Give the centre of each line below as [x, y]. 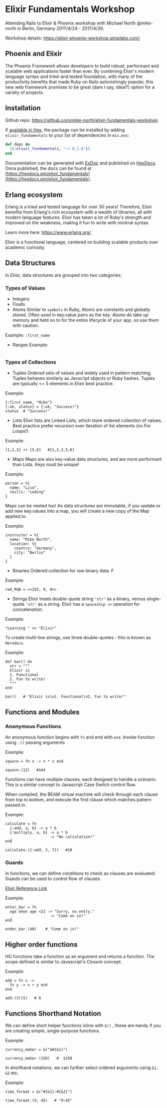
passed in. [16, 805]
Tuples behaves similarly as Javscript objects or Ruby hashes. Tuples [84, 378]
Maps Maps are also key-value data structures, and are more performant [87, 459]
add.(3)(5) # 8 [23, 998]
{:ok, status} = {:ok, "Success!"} [42, 407]
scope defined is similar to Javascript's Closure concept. [64, 962]
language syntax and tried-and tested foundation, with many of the [74, 76]
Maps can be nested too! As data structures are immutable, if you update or [83, 506]
